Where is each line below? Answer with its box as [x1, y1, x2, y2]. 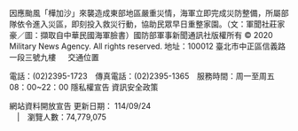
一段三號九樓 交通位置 [9, 52, 99, 62]
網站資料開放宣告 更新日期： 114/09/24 [9, 101, 152, 111]
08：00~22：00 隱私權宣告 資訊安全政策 [9, 82, 159, 92]
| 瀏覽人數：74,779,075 [17, 112, 106, 122]
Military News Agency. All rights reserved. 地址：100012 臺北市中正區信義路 [9, 41, 286, 51]
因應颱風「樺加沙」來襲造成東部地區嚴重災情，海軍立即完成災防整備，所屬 [9, 8, 281, 18]
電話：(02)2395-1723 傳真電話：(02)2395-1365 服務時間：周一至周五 [9, 71, 275, 81]
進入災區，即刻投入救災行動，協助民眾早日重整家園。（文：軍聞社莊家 [32, 19, 286, 29]
